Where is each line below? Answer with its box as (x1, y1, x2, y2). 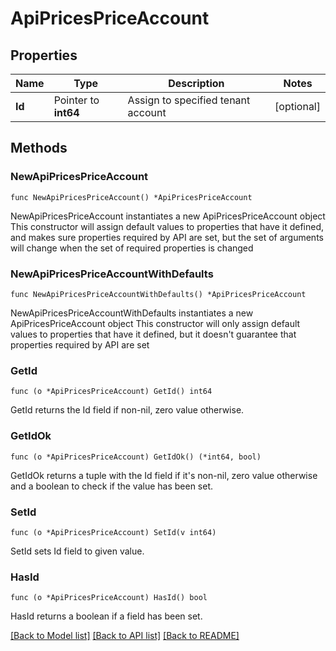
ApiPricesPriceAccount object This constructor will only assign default (10, 317, 301, 329)
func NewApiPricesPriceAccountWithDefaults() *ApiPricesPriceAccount (10, 289, 307, 299)
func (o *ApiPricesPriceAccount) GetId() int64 (10, 387, 213, 397)
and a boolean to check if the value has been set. (10, 480, 214, 492)
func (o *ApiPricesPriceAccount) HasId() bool (10, 593, 208, 603)
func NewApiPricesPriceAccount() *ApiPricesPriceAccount (10, 192, 253, 202)
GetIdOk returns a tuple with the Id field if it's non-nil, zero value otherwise (10, 469, 318, 481)
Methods (10, 140, 68, 157)
